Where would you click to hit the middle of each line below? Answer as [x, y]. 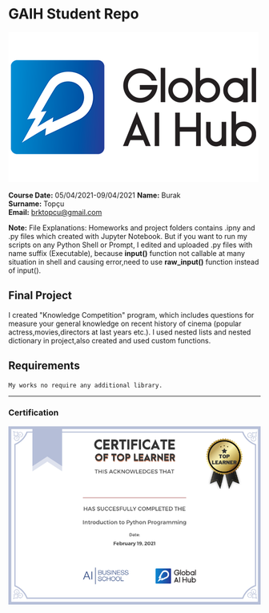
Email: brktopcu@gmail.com [55, 212]
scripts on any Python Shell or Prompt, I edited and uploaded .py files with [130, 245]
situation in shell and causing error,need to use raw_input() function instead [134, 262]
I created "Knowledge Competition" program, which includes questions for [131, 315]
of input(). [25, 270]
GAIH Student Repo [74, 14]
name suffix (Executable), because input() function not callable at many [127, 253]
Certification [34, 412]
